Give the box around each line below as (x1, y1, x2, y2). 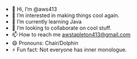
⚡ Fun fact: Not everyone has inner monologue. (11, 46, 127, 53)
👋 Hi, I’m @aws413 (11, 6, 57, 12)
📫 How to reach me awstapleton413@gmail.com (11, 31, 131, 38)
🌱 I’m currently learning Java (11, 18, 82, 25)
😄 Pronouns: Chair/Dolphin (11, 40, 79, 47)
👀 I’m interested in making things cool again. (11, 12, 120, 19)
